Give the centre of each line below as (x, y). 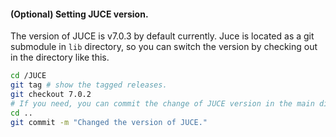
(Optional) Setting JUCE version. (79, 14)
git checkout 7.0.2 (51, 94)
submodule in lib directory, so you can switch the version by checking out (164, 47)
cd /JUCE (28, 76)
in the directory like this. (60, 57)
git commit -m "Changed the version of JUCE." (109, 122)
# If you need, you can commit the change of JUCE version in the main (162, 103)
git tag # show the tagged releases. (89, 85)
